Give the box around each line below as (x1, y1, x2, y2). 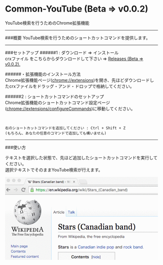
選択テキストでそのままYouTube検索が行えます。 (5, 167, 103, 172)
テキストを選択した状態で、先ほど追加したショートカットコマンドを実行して (5, 155, 158, 160)
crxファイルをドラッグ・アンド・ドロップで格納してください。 (9, 83, 134, 89)
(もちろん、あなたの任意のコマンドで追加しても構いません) (5, 131, 107, 136)
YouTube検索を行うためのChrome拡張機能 (5, 20, 90, 26)
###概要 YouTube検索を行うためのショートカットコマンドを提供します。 (5, 35, 150, 41)
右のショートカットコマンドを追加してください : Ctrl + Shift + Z (5, 125, 126, 130)
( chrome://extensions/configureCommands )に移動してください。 (5, 106, 135, 111)
